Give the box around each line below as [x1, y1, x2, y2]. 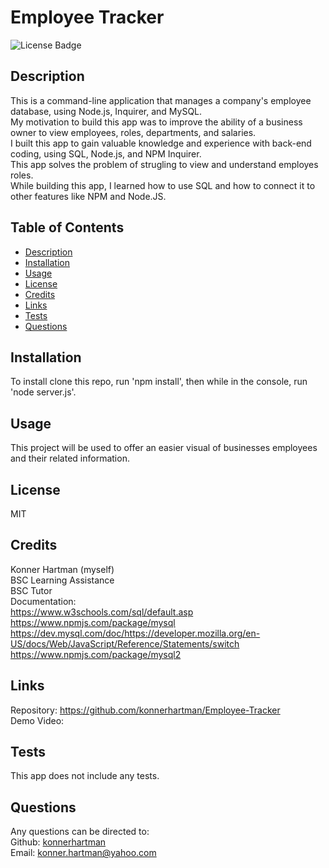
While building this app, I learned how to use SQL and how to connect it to [10, 179, 316, 191]
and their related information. [10, 452, 130, 465]
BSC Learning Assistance [10, 574, 115, 586]
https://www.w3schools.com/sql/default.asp [10, 606, 194, 618]
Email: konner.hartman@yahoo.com [10, 847, 157, 859]
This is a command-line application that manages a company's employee [10, 94, 312, 106]
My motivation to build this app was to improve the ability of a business [10, 116, 303, 128]
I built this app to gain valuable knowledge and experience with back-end [10, 137, 312, 149]
